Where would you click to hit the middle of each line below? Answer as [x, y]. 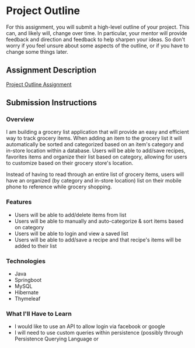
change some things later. [37, 51]
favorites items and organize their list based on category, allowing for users [97, 157]
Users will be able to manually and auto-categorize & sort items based [99, 221]
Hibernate [27, 292]
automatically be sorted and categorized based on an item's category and [95, 144]
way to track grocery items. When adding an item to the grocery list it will [94, 138]
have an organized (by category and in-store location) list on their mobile [94, 181]
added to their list [36, 246]
